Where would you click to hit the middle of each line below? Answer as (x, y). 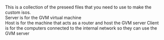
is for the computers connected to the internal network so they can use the (81, 28)
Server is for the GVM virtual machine (43, 18)
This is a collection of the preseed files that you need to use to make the (78, 7)
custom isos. (18, 12)
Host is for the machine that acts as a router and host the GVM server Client (82, 23)
